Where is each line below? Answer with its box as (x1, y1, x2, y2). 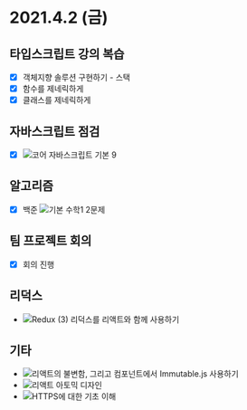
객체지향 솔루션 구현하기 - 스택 (22, 72, 131, 82)
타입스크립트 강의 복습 (9, 46, 125, 62)
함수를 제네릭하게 (22, 83, 84, 94)
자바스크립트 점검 (9, 123, 100, 139)
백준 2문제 (22, 204, 106, 215)
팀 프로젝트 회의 (9, 234, 92, 249)
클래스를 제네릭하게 (22, 95, 91, 106)
